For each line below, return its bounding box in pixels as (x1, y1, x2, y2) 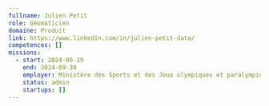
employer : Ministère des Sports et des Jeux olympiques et (22, 71, 224, 79)
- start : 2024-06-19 (15, 57, 84, 65)
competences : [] (8, 41, 62, 49)
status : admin (22, 78, 70, 86)
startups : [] (22, 85, 66, 94)
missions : (8, 49, 42, 57)
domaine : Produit (8, 26, 66, 34)
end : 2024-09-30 (22, 64, 78, 72)
